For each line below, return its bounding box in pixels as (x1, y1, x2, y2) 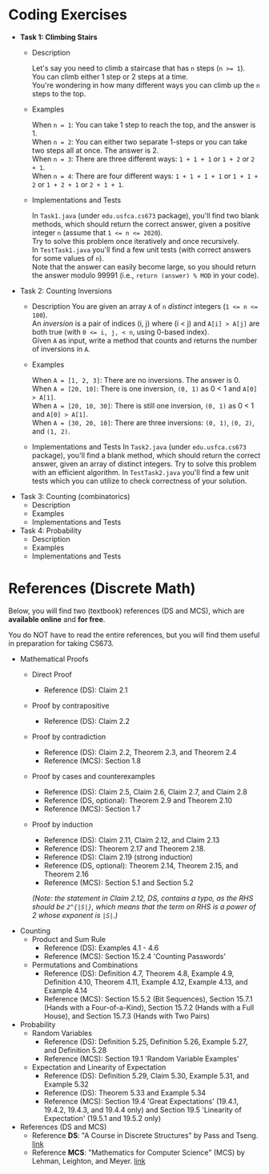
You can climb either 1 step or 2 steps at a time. (31, 71, 188, 81)
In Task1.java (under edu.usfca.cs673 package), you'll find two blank (31, 210, 259, 220)
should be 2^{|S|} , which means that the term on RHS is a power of (31, 901, 256, 912)
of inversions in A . (31, 343, 90, 354)
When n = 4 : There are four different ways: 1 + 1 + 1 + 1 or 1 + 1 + (31, 171, 259, 181)
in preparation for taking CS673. (8, 638, 114, 648)
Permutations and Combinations (31, 960, 139, 969)
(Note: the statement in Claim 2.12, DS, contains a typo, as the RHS (31, 893, 254, 903)
